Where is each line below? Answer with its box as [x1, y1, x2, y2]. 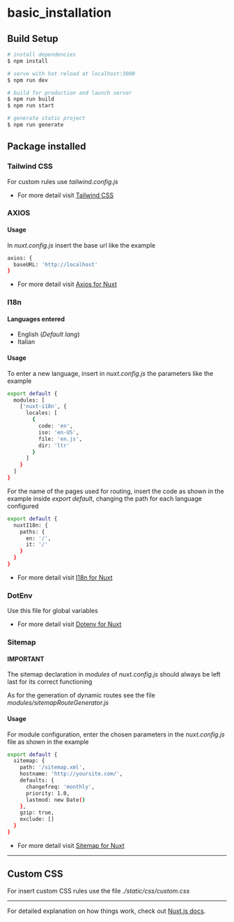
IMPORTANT [7, 654, 45, 663]
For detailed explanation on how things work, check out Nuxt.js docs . [7, 907, 206, 915]
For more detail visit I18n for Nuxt [17, 573, 113, 582]
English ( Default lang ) [17, 330, 80, 339]
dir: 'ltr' [38, 441, 70, 449]
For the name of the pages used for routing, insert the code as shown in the [7, 487, 224, 495]
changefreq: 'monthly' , [25, 783, 95, 790]
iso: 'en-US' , [38, 429, 79, 436]
